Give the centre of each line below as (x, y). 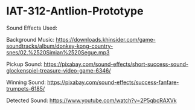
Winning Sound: (26, 82)
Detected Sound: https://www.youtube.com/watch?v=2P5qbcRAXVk (91, 100)
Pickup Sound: (24, 64)
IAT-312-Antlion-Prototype (75, 11)
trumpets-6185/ (26, 88)
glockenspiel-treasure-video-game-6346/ (59, 70)
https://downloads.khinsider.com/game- (106, 39)
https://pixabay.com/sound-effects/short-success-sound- (116, 64)
